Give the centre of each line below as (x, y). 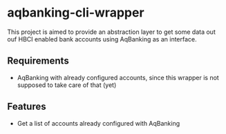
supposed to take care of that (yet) (67, 85)
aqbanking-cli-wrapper (76, 13)
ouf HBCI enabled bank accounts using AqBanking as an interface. (102, 39)
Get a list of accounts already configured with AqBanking (98, 123)
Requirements (38, 61)
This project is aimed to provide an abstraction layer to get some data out (111, 32)
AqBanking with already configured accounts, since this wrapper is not (118, 77)
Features (27, 107)
